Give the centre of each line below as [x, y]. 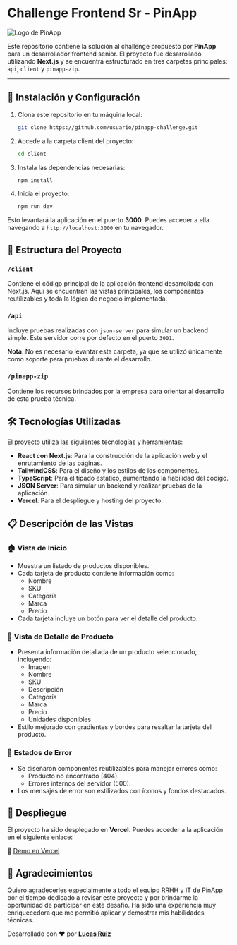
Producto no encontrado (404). [74, 776]
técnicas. [20, 920]
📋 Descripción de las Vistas [71, 524]
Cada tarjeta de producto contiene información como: [96, 574]
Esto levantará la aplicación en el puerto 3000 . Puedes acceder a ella [109, 220]
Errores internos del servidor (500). [79, 783]
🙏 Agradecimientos [50, 873]
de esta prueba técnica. [42, 398]
